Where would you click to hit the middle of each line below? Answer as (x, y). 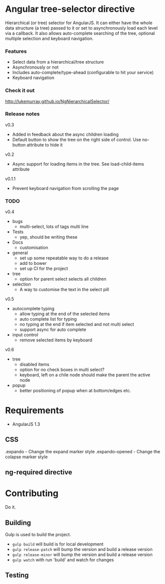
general (20, 253)
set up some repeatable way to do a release (64, 258)
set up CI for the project (44, 269)
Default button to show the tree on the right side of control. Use (77, 140)
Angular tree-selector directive (70, 9)
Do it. (11, 507)
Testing (17, 575)
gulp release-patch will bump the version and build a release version (82, 549)
